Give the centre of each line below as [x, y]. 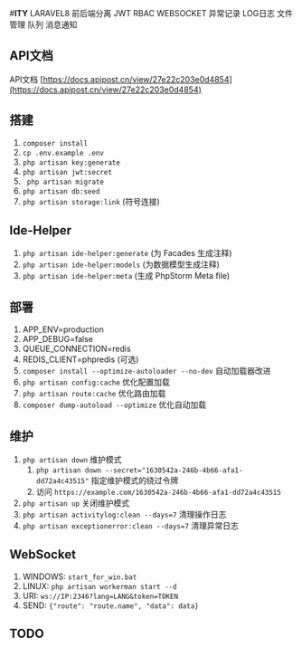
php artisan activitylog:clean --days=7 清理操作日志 [124, 515]
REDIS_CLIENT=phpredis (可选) [80, 359]
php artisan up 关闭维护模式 [75, 503]
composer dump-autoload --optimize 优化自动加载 [114, 404]
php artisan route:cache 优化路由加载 [94, 394]
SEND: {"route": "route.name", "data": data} [110, 605]
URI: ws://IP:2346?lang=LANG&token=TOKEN [100, 595]
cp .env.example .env [63, 153]
